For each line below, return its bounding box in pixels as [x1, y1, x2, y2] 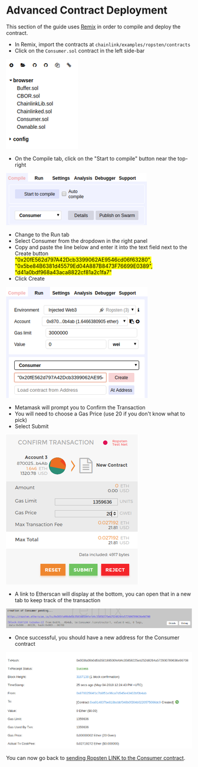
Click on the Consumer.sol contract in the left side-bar [14, 47, 145, 54]
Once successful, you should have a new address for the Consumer [14, 633, 180, 641]
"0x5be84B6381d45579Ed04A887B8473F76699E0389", [14, 262, 153, 269]
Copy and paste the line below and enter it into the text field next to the [14, 243, 187, 251]
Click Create [14, 275, 45, 282]
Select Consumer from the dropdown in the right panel [14, 237, 148, 244]
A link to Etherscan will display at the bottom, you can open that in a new [14, 590, 192, 597]
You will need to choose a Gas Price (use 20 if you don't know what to [14, 410, 186, 417]
